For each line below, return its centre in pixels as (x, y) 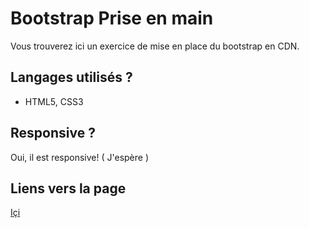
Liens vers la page (68, 188)
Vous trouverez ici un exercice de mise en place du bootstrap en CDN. (155, 46)
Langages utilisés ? (71, 77)
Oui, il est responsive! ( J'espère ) (80, 157)
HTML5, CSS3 (54, 101)
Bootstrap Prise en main (112, 18)
